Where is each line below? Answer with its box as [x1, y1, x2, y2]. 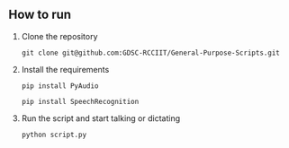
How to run [8, 7, 72, 22]
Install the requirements [21, 64, 110, 74]
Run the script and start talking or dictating [21, 112, 181, 124]
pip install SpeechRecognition [21, 97, 140, 106]
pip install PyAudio [21, 81, 99, 91]
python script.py [21, 130, 87, 139]
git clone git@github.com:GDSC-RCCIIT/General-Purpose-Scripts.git [21, 48, 280, 57]
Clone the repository [21, 30, 98, 41]
